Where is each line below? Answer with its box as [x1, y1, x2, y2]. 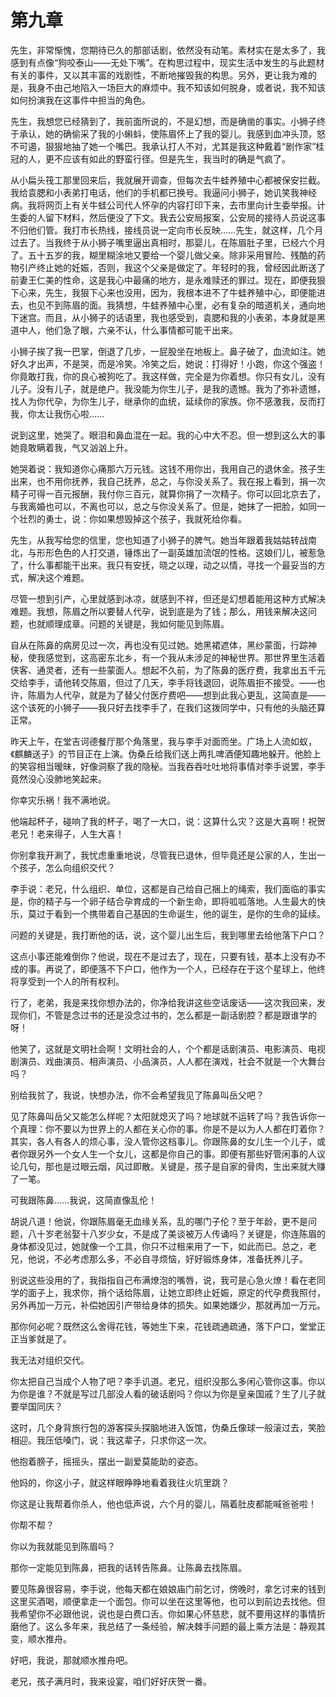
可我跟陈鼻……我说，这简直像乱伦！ [10, 1194, 158, 1206]
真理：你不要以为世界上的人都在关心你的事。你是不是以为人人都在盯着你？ [18, 1122, 326, 1135]
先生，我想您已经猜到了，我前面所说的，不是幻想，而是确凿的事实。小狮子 [10, 115, 317, 127]
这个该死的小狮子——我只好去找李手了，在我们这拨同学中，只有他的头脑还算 [10, 701, 326, 713]
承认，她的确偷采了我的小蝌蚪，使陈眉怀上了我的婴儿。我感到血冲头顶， [18, 127, 317, 140]
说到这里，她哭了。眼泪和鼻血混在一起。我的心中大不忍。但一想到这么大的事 [10, 429, 326, 441]
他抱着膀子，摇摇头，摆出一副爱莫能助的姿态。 [10, 1455, 203, 1467]
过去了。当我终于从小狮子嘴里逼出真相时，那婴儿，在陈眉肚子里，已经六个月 [10, 236, 326, 248]
